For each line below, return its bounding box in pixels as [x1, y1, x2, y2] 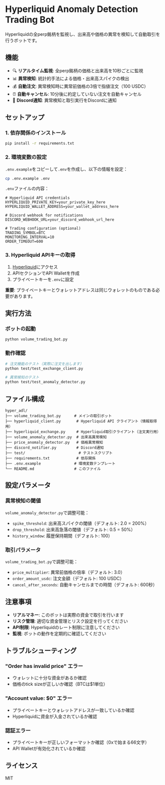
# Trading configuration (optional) [5, 226, 81, 231]
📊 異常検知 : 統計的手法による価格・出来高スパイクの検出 [12, 75, 130, 81]
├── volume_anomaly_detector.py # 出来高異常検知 [5, 435, 107, 440]
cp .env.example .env [5, 176, 50, 181]
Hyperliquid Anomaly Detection [5, 3, 138, 15]
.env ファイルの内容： [5, 185, 49, 191]
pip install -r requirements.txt [5, 141, 75, 146]
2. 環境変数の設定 [5, 154, 47, 160]
